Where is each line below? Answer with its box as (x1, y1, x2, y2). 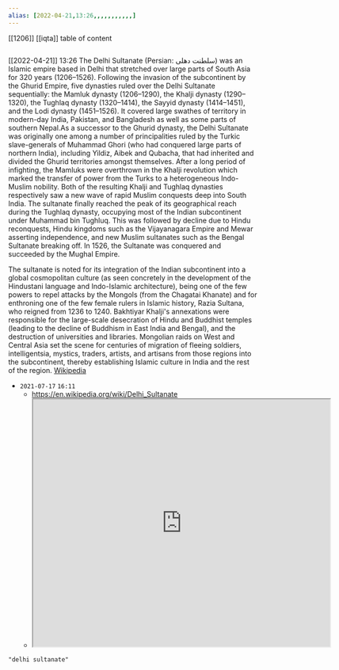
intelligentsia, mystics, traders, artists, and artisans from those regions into (8, 348, 252, 358)
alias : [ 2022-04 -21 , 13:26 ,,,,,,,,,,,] (8, 11, 136, 20)
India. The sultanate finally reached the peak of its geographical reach (8, 199, 238, 208)
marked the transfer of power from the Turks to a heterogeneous (8, 173, 219, 183)
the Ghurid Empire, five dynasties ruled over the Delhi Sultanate (8, 81, 215, 90)
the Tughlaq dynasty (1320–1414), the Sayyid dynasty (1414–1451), (30, 97, 246, 107)
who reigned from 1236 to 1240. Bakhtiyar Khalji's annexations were (8, 306, 230, 316)
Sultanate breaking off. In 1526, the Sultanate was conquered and (8, 241, 222, 250)
